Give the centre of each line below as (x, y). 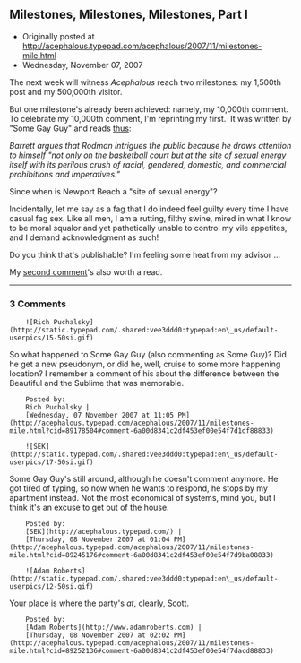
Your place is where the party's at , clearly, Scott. (99, 603)
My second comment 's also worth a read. (86, 271)
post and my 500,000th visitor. (66, 91)
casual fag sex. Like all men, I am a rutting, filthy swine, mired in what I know (150, 218)
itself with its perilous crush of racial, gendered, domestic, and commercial (148, 164)
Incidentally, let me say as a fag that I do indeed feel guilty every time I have (149, 209)
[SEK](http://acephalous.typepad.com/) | (103, 532)
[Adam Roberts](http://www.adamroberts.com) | (114, 628)
